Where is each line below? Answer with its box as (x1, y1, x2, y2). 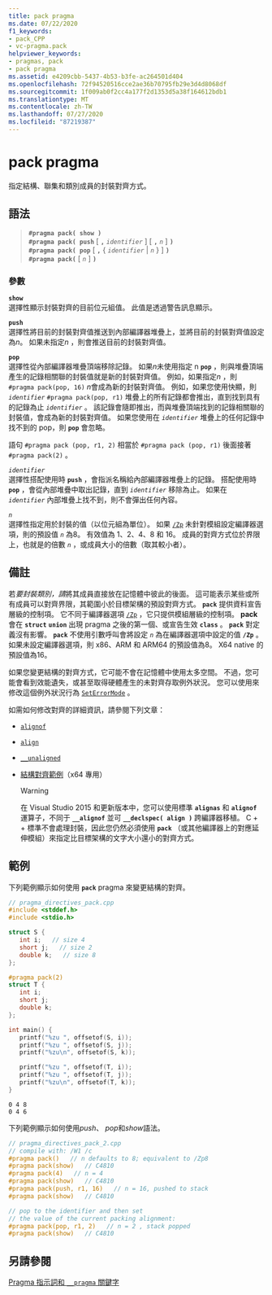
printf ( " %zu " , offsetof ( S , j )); (19, 1041, 132, 1049)
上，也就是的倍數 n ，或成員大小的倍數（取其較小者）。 (8, 539, 191, 549)
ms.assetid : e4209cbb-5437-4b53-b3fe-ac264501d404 (8, 72, 183, 81)
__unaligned (19, 754, 61, 762)
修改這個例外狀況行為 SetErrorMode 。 (8, 687, 135, 697)
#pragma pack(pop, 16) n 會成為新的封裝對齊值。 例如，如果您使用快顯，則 (8, 382, 257, 392)
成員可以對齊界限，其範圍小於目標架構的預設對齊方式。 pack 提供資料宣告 (15, 599, 262, 609)
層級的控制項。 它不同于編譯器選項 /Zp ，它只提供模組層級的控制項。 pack (8, 609, 258, 619)
